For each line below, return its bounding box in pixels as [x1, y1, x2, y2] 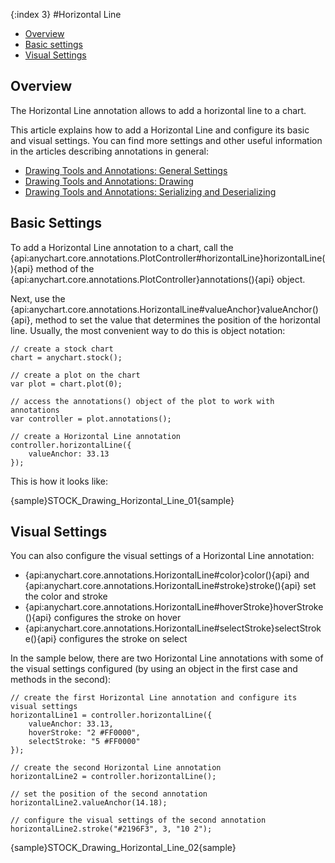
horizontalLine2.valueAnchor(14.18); [10, 798, 168, 808]
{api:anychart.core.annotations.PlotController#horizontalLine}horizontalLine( [10, 252, 326, 264]
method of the [35, 262, 95, 274]
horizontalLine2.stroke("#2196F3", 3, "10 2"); [10, 824, 213, 834]
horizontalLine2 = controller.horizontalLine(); [10, 772, 217, 782]
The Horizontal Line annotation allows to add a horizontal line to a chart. [10, 104, 307, 116]
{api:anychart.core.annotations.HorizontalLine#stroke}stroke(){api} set [24, 580, 317, 592]
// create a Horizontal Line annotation [10, 431, 182, 441]
